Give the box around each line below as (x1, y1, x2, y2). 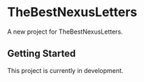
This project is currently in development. (7, 66, 124, 74)
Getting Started (7, 48, 76, 60)
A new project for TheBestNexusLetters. (7, 27, 124, 36)
